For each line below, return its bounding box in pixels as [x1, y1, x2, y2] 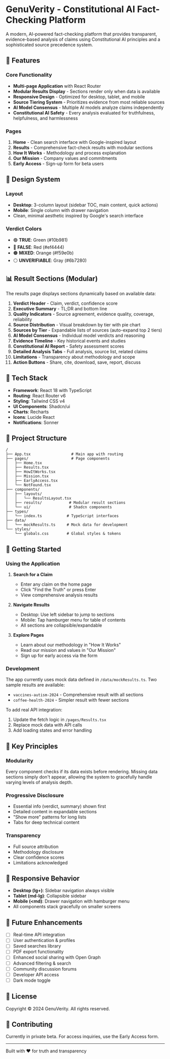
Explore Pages [13, 632, 44, 638]
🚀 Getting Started [6, 545, 62, 553]
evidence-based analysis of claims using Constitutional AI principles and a [6, 36, 160, 42]
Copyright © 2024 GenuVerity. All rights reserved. [6, 1006, 110, 1012]
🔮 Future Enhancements [6, 918, 83, 927]
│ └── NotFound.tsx [6, 483, 51, 488]
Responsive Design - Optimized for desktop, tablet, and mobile [13, 93, 145, 99]
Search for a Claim [13, 572, 53, 578]
